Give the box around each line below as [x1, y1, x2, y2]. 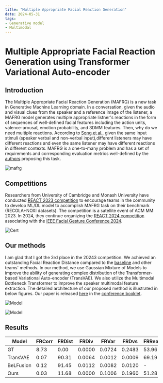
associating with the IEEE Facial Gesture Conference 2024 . [5, 218, 123, 224]
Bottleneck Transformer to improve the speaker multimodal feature [5, 280, 138, 286]
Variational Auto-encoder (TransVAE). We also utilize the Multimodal [18, 275, 155, 281]
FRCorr [36, 338, 53, 345]
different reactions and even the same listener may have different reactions [5, 140, 155, 146]
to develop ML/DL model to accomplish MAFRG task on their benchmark [5, 202, 150, 208]
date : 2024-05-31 [5, 12, 40, 17]
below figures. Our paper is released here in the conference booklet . [5, 290, 142, 296]
